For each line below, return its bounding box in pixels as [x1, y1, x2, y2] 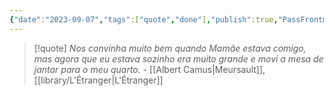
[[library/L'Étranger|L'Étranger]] [33, 74, 164, 86]
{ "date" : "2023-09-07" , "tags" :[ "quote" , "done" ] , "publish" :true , [9, 14, 279, 25]
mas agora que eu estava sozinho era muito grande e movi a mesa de [33, 52, 324, 65]
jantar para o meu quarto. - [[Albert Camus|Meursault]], [33, 63, 266, 75]
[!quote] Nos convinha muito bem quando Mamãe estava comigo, [33, 42, 307, 54]
